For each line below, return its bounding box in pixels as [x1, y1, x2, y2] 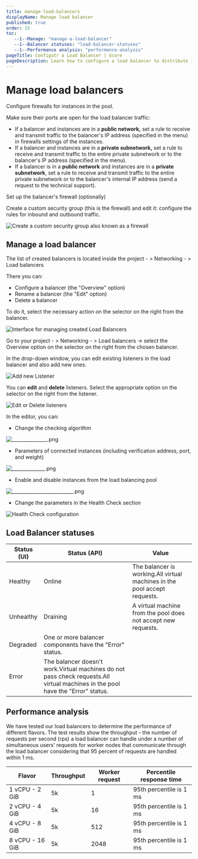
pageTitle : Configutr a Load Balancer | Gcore [6, 52, 123, 58]
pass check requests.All [43, 672, 110, 680]
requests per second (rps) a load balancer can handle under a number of [6, 735, 184, 742]
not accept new [132, 616, 176, 625]
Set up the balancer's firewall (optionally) [6, 193, 106, 200]
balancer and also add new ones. [6, 361, 87, 368]
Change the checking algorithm [14, 425, 91, 432]
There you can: [6, 273, 43, 280]
